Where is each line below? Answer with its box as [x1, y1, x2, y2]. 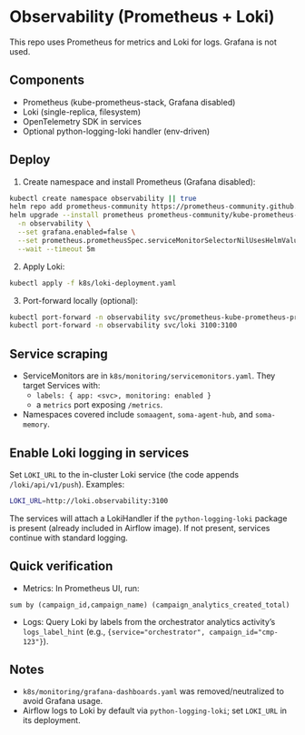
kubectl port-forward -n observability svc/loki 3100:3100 [9, 321, 238, 330]
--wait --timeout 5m [17, 244, 95, 254]
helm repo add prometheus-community [9, 202, 148, 211]
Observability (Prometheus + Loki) [9, 6, 275, 27]
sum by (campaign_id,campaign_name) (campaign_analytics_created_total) [9, 600, 290, 609]
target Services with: [22, 380, 101, 391]
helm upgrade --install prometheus [9, 211, 144, 220]
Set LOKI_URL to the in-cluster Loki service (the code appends [9, 468, 239, 479]
